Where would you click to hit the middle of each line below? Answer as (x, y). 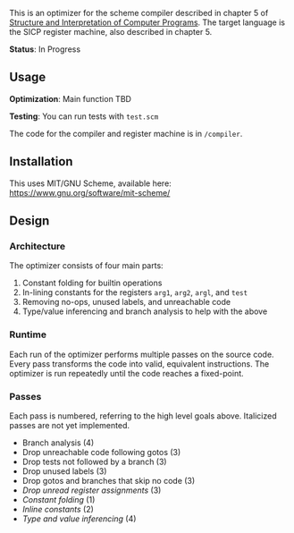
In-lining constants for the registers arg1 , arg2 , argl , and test (135, 292)
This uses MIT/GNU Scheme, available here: (90, 183)
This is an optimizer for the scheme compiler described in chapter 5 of (139, 13)
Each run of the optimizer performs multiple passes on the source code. (142, 354)
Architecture (38, 246)
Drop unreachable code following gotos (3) (101, 452)
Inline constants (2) (58, 509)
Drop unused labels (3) (64, 471)
